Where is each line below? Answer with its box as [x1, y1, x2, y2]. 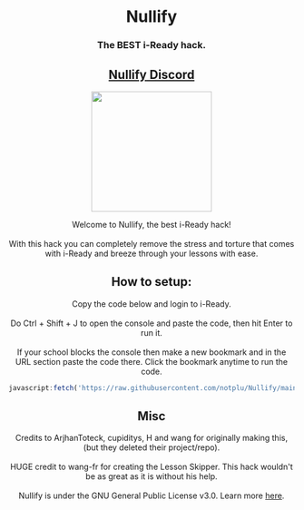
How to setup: [111, 274, 192, 289]
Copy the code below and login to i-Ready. [71, 298, 232, 309]
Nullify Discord [108, 66, 195, 83]
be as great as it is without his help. [84, 471, 219, 482]
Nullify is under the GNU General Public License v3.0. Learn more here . [18, 490, 285, 501]
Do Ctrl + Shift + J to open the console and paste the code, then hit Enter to [10, 318, 293, 329]
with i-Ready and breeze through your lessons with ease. [44, 248, 259, 259]
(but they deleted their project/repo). [83, 442, 221, 453]
